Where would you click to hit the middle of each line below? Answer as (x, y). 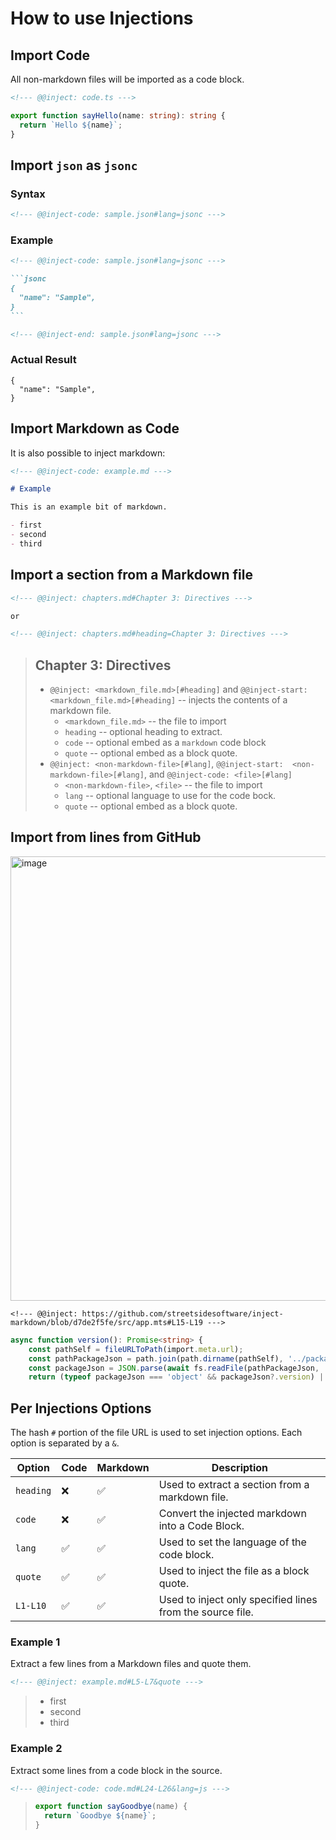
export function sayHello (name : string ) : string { (118, 115)
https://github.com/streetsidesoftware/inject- (182, 1313)
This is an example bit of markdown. (89, 507)
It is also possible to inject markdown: (88, 453)
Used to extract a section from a (234, 1485)
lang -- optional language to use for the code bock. (170, 796)
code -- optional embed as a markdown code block (165, 743)
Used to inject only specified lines (238, 1600)
